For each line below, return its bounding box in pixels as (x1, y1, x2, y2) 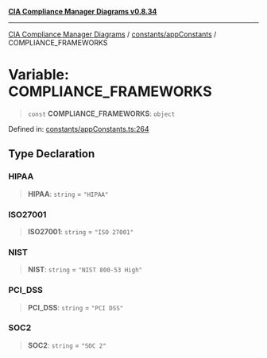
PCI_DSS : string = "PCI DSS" (27, 302, 124, 312)
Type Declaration (8, 147, 95, 161)
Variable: (8, 66, 70, 84)
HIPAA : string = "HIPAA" (27, 189, 109, 198)
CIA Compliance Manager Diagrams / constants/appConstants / (8, 29, 217, 39)
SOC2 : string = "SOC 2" (27, 341, 107, 350)
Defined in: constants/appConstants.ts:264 (8, 124, 149, 133)
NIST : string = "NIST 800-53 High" (27, 265, 143, 275)
